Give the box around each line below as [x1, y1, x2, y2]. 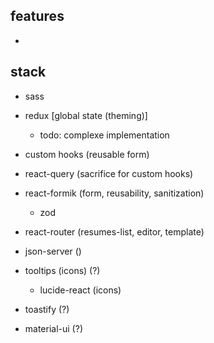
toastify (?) [24, 303, 70, 315]
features [10, 8, 65, 25]
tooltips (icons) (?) [24, 264, 101, 276]
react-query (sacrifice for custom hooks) [24, 167, 194, 179]
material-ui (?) [24, 322, 83, 334]
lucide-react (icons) [39, 284, 122, 296]
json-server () [24, 245, 82, 257]
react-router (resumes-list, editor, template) [24, 225, 205, 238]
